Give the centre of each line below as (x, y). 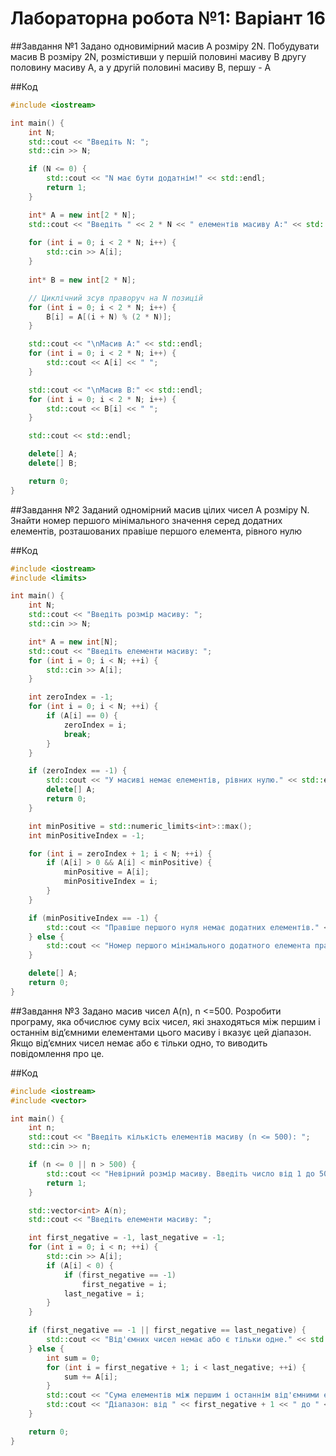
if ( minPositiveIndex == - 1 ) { (93, 918)
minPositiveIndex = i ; (111, 882)
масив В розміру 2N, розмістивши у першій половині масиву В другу (158, 56)
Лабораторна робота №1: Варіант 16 (168, 18)
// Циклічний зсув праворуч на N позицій (115, 298)
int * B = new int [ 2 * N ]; (82, 280)
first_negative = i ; (124, 1284)
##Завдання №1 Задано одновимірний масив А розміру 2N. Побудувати (165, 46)
